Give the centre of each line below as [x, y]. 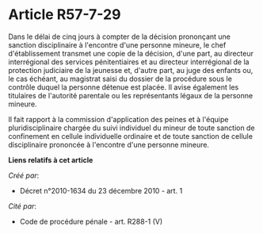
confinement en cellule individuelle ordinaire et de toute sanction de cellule [131, 136]
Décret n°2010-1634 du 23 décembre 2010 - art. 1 [101, 190]
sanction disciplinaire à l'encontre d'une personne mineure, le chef [117, 44]
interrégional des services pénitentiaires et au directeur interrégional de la [129, 62]
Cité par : [23, 206]
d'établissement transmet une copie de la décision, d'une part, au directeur [131, 53]
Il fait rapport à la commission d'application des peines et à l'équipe [118, 119]
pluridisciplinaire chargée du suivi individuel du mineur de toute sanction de [131, 128]
